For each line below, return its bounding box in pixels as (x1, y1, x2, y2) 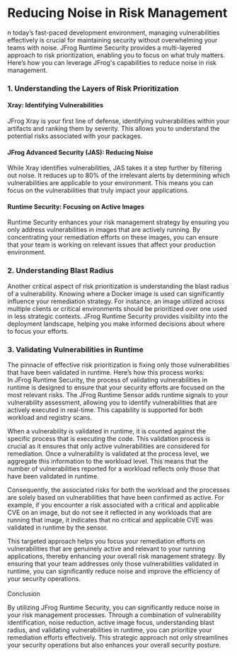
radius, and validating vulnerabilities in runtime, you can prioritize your (7, 626, 212, 634)
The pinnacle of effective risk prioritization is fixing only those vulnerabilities (7, 361, 230, 369)
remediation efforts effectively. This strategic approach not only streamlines (7, 633, 229, 642)
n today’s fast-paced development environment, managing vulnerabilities (7, 28, 220, 37)
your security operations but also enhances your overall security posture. (7, 641, 221, 650)
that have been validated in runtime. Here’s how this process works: (7, 368, 205, 377)
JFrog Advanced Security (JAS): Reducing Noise (7, 148, 154, 156)
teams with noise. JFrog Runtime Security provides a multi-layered (7, 43, 202, 52)
